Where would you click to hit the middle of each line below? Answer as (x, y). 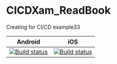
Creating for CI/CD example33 (43, 27)
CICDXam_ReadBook (58, 10)
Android (29, 41)
